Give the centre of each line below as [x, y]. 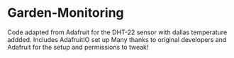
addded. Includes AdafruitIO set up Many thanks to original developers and [117, 39]
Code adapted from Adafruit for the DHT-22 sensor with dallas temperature [117, 32]
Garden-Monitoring [66, 13]
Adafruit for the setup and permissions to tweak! [78, 47]
